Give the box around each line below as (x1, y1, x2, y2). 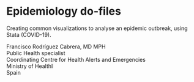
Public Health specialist (6, 49, 65, 56)
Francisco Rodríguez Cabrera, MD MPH (6, 43, 106, 50)
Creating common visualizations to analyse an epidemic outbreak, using (6, 24, 188, 32)
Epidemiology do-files (6, 4, 121, 18)
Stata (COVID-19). (6, 31, 51, 38)
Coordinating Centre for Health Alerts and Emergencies (6, 56, 146, 63)
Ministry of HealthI (6, 62, 53, 70)
